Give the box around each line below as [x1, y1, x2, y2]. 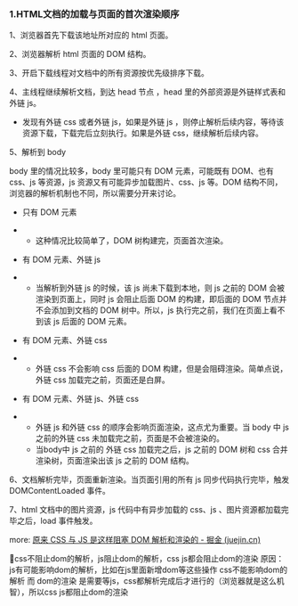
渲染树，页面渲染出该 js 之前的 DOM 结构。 [35, 455, 194, 466]
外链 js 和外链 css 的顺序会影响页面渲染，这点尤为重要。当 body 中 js [35, 422, 289, 433]
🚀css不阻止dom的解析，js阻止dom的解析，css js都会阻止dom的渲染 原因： [9, 553, 285, 564]
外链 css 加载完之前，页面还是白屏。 [35, 374, 171, 385]
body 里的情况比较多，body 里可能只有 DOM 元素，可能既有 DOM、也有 [9, 166, 274, 176]
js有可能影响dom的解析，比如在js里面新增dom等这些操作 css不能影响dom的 [9, 564, 287, 576]
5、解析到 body [9, 147, 67, 158]
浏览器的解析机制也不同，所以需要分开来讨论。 [9, 188, 181, 199]
